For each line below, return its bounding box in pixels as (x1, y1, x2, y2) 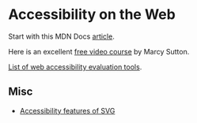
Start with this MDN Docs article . (8, 32, 115, 41)
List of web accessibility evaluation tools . (8, 61, 142, 72)
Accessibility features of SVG (19, 106, 116, 115)
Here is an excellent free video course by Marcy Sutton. (8, 47, 190, 56)
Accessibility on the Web (8, 6, 176, 24)
